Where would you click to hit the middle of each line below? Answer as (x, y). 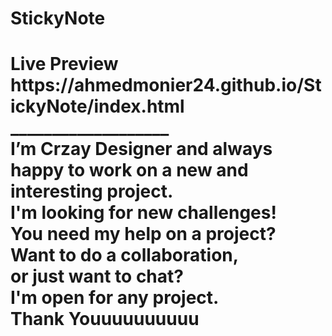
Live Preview (64, 64)
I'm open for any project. (115, 298)
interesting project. (92, 191)
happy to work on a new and (129, 170)
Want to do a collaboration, (125, 255)
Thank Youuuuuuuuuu (105, 319)
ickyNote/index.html (97, 106)
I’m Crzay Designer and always (141, 149)
